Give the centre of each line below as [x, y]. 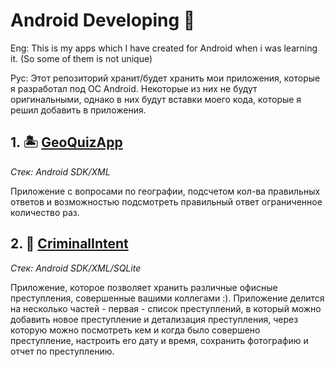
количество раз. [45, 212]
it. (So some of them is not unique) [81, 58]
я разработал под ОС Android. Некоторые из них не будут [134, 88]
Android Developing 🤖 [103, 20]
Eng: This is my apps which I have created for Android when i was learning [164, 48]
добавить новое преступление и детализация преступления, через [154, 319]
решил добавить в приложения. [78, 110]
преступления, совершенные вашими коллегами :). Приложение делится [167, 298]
